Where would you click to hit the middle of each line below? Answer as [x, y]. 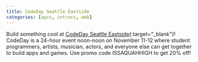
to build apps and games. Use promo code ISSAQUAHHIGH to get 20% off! [99, 53]
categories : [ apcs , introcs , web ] [49, 17]
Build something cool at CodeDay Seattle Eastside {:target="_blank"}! [91, 34]
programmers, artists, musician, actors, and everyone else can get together [99, 46]
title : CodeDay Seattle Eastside [48, 12]
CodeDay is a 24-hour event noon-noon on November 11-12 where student [98, 40]
